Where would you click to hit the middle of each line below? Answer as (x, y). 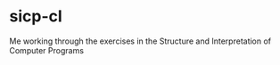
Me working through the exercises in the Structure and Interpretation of (140, 41)
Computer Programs (47, 50)
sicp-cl (36, 16)
